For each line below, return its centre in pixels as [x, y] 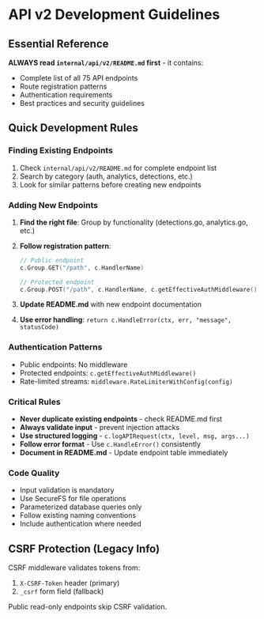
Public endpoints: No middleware [74, 364]
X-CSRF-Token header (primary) [70, 583]
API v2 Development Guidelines [114, 15]
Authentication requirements [66, 95]
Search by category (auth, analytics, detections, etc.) [106, 176]
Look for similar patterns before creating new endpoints [110, 184]
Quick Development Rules [73, 128]
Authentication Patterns [55, 347]
